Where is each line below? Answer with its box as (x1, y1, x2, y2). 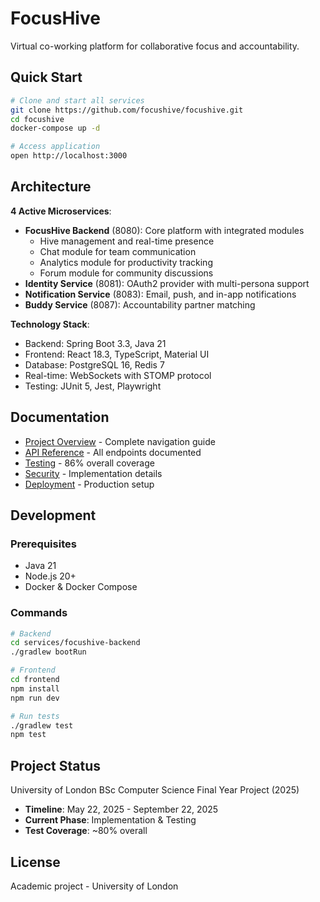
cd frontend (10, 675, 60, 685)
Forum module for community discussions (39, 267, 214, 279)
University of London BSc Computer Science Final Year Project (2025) (10, 784, 300, 796)
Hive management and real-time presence (39, 235, 215, 247)
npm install (10, 683, 60, 694)
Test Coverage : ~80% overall (24, 825, 148, 837)
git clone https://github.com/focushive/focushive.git (10, 105, 244, 115)
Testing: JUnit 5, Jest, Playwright (24, 380, 162, 392)
